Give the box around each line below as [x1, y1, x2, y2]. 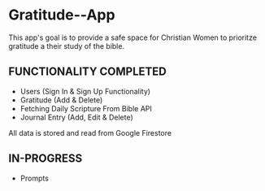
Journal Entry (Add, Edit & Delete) [20, 112, 134, 122]
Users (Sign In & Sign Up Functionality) [20, 86, 151, 96]
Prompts [20, 173, 49, 183]
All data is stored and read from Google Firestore [8, 128, 172, 137]
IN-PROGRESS [8, 152, 83, 166]
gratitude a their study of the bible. [8, 41, 124, 50]
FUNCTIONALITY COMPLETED [8, 65, 167, 79]
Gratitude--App [8, 6, 115, 24]
